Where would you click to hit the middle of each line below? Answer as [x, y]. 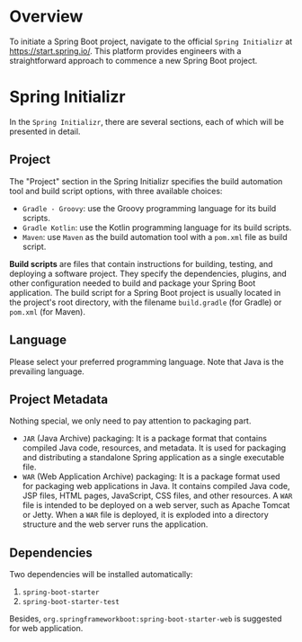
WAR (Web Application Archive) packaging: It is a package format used [151, 477]
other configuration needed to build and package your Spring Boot [133, 283]
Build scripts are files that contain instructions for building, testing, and [141, 263]
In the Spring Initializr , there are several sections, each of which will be [147, 121]
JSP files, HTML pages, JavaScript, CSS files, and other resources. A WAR [157, 495]
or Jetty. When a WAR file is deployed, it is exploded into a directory [146, 515]
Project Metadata [59, 399]
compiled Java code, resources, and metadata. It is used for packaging [154, 448]
